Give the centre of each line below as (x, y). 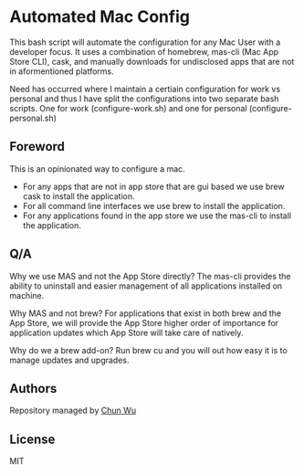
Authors (33, 389)
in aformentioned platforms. (62, 71)
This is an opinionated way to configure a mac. (97, 169)
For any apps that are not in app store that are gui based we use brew (153, 186)
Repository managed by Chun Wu (73, 411)
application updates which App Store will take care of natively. (126, 332)
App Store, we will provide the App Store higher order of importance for (144, 322)
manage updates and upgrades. (69, 360)
